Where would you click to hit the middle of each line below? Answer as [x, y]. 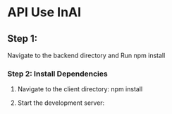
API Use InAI [44, 12]
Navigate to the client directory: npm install [80, 89]
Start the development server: [61, 103]
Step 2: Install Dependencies [57, 74]
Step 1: [23, 39]
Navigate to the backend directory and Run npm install [86, 55]
